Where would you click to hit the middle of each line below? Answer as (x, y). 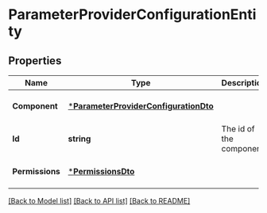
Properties (35, 61)
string (79, 139)
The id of (238, 129)
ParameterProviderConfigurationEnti (132, 15)
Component (35, 106)
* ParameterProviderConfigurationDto (141, 106)
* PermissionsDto (101, 171)
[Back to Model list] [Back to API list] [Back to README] (99, 201)
